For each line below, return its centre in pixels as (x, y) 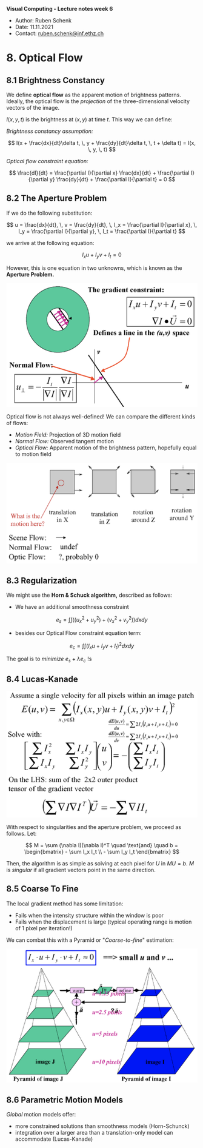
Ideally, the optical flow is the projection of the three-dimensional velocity (98, 101)
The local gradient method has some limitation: (65, 904)
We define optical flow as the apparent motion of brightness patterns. (94, 95)
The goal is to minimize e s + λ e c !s (49, 659)
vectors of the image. (33, 108)
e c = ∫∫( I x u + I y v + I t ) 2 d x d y (102, 646)
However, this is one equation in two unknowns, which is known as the (94, 268)
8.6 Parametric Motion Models (65, 1100)
